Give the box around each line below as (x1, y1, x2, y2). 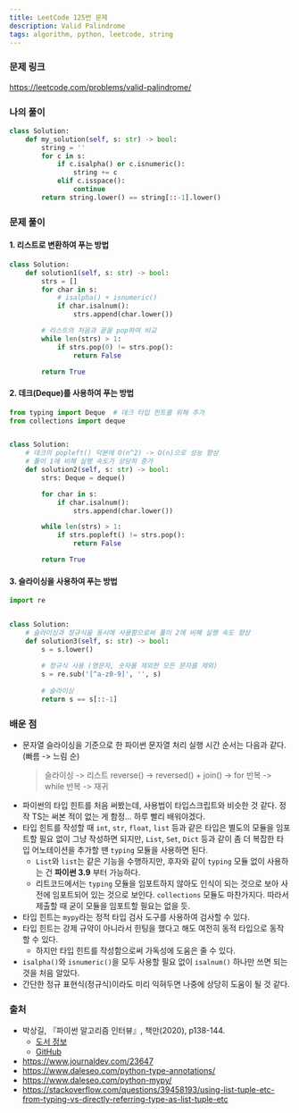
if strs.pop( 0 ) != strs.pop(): (56, 342, 174, 351)
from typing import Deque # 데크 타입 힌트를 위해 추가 (9, 408, 205, 417)
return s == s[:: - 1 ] (41, 695, 118, 704)
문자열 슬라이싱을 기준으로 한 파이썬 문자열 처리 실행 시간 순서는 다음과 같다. (21, 739, 287, 751)
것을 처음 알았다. (21, 967, 80, 979)
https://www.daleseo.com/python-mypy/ (21, 1075, 172, 1086)
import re (9, 596, 46, 605)
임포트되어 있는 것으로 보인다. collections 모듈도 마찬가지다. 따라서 (52, 890, 289, 900)
